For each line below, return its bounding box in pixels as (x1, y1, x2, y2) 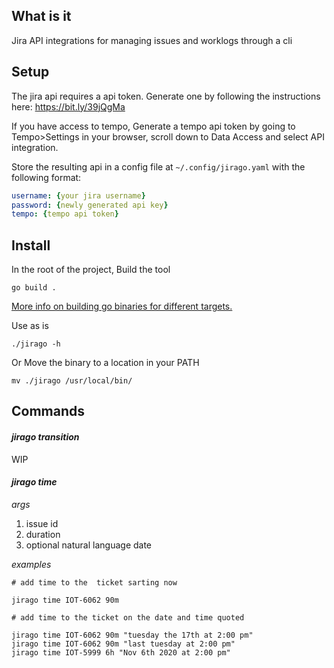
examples (11, 558, 52, 570)
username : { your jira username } (11, 190, 146, 201)
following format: (11, 171, 82, 183)
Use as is (11, 320, 49, 332)
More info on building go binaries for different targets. (11, 300, 233, 313)
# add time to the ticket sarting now (11, 577, 178, 588)
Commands (11, 403, 86, 420)
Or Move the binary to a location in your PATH (11, 357, 200, 369)
